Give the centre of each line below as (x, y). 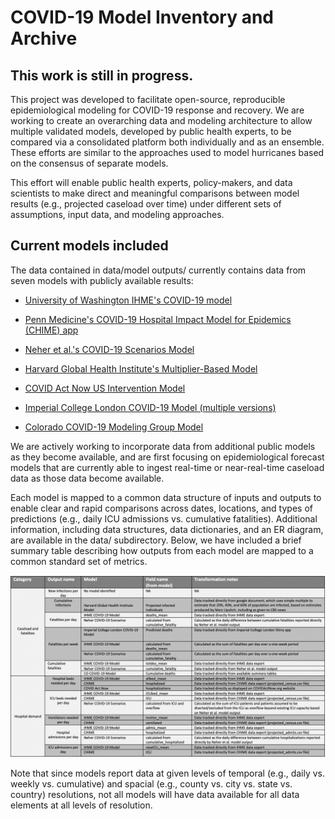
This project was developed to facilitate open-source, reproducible (148, 99)
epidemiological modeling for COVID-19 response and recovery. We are (157, 110)
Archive (44, 38)
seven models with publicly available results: (102, 280)
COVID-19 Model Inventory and (142, 17)
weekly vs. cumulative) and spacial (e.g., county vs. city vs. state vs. (151, 784)
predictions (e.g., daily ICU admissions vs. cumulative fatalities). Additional (164, 518)
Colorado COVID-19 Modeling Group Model (114, 427)
